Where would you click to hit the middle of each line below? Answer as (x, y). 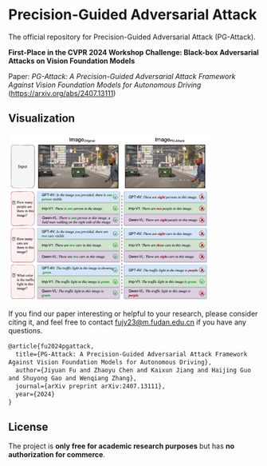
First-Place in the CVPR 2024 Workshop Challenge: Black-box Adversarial (133, 52)
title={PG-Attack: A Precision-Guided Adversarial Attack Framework (132, 354)
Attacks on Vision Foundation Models (72, 61)
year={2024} (35, 394)
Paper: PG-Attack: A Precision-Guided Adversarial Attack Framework (122, 76)
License (28, 426)
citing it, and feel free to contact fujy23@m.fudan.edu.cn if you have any (128, 322)
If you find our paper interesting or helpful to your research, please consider (133, 314)
